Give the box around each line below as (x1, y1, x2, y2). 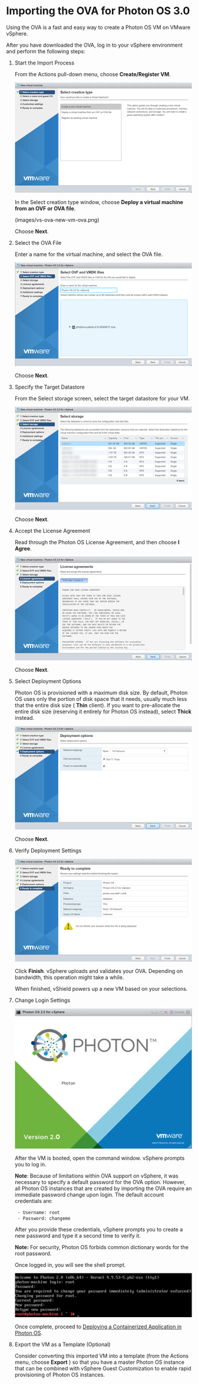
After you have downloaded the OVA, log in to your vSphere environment (6, 41, 183, 48)
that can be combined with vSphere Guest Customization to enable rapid (14, 1365, 192, 1372)
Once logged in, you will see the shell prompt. (14, 1262, 126, 1269)
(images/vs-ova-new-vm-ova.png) (14, 216, 100, 224)
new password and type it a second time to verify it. (14, 1232, 141, 1240)
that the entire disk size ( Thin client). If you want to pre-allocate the (14, 702, 181, 709)
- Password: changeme (17, 1215, 71, 1222)
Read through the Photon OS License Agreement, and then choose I (14, 539, 180, 546)
